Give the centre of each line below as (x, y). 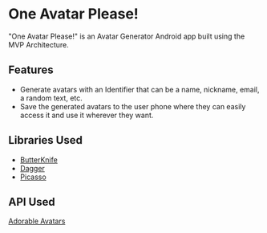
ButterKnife (38, 159)
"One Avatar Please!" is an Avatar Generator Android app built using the (127, 36)
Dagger (32, 168)
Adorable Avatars (37, 221)
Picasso (33, 177)
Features (31, 70)
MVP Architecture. (39, 44)
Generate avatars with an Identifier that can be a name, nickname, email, (140, 89)
